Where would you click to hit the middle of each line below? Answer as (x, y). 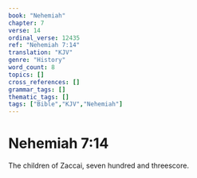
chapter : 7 (26, 23)
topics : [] (26, 75)
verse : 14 (25, 30)
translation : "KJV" (41, 52)
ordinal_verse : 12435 (44, 38)
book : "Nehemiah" (37, 15)
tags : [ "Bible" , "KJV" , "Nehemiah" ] (66, 104)
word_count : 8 (32, 68)
